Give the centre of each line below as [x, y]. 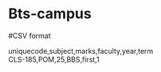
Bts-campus [50, 14]
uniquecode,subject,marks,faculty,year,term [81, 51]
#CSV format [30, 36]
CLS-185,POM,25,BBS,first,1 [54, 59]
